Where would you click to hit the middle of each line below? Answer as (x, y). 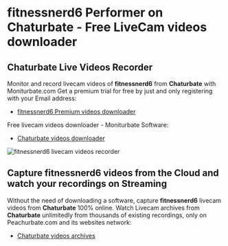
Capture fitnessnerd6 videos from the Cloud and (113, 173)
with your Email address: (42, 98)
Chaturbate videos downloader (61, 138)
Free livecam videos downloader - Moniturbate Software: (88, 125)
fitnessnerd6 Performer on (85, 13)
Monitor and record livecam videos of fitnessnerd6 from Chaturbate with (112, 83)
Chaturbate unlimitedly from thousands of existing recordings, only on (107, 215)
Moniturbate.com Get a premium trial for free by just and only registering (110, 91)
